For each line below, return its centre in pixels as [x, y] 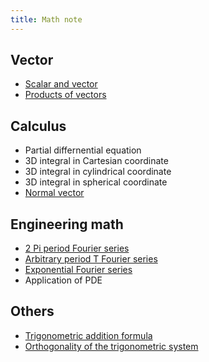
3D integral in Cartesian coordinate [96, 161]
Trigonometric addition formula [88, 335]
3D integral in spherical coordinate [96, 182]
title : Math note [46, 19]
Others [32, 311]
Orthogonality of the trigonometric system [111, 346]
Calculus [38, 126]
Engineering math [67, 224]
